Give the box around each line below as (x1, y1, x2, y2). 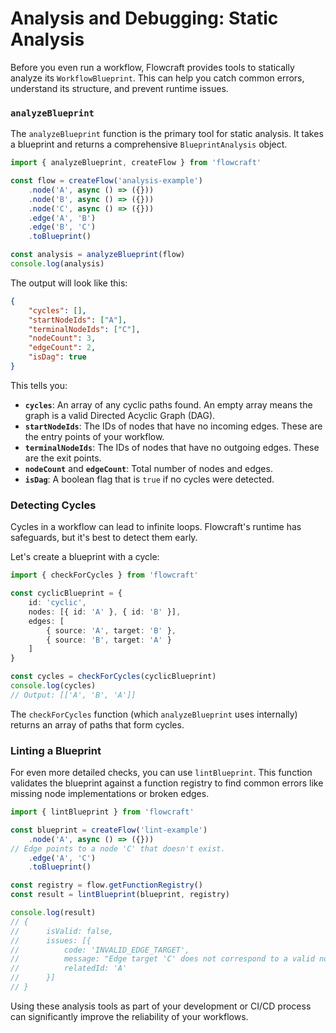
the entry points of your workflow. (24, 430, 165, 442)
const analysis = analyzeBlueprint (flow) (10, 250, 186, 260)
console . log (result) (10, 908, 97, 918)
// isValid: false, (10, 926, 114, 936)
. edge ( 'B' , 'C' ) (28, 222, 97, 232)
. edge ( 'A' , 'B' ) (28, 213, 97, 223)
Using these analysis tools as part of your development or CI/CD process (10, 1000, 312, 1012)
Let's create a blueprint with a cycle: (10, 551, 160, 563)
